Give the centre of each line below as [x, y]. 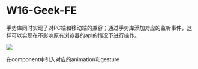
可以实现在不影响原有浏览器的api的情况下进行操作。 [75, 35]
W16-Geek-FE [41, 10]
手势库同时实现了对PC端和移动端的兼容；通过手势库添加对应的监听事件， [97, 28]
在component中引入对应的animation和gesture [63, 59]
